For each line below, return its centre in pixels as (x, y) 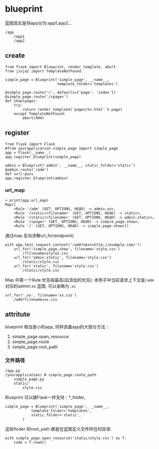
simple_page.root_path (35, 347)
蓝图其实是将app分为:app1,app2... (39, 23)
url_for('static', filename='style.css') (56, 266)
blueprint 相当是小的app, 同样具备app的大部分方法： (57, 326)
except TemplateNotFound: (40, 114)
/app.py (13, 371)
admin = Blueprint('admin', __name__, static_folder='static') (70, 165)
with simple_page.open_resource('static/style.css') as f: (66, 438)
